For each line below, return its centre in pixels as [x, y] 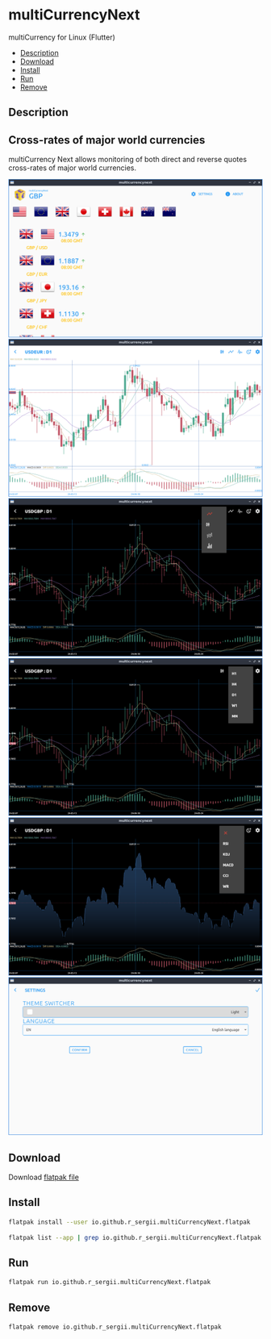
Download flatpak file [44, 1177]
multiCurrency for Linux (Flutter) [62, 37]
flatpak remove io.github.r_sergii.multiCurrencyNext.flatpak [115, 1327]
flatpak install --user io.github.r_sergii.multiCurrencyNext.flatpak [129, 1222]
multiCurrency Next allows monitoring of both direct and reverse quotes [128, 160]
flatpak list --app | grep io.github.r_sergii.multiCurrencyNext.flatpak [135, 1237]
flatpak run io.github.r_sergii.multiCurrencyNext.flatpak [110, 1283]
